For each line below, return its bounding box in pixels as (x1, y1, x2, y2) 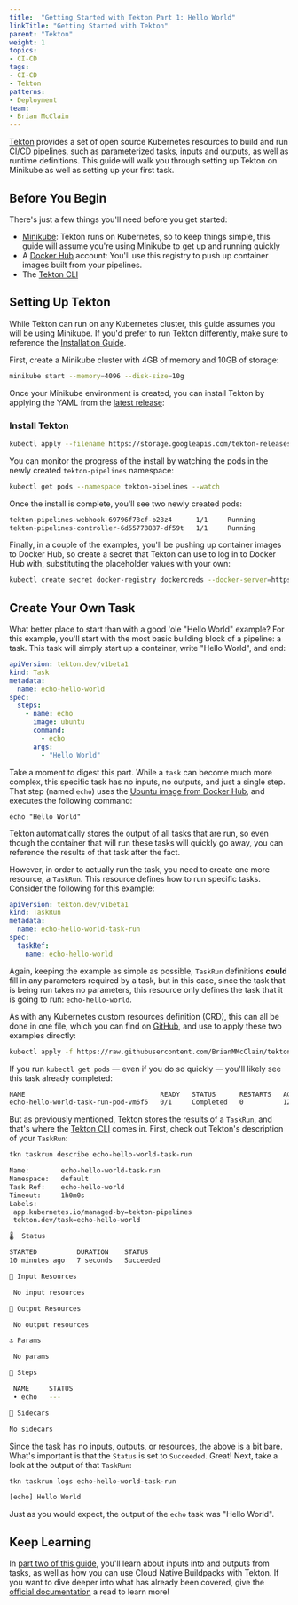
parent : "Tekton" (9, 29, 74, 38)
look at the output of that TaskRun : (9, 1459, 132, 1470)
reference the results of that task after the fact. (9, 846, 180, 857)
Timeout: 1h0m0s (9, 1191, 86, 1200)
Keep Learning (9, 1534, 92, 1550)
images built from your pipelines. (21, 259, 143, 270)
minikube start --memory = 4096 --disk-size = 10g (9, 371, 184, 380)
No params (12, 1352, 50, 1362)
